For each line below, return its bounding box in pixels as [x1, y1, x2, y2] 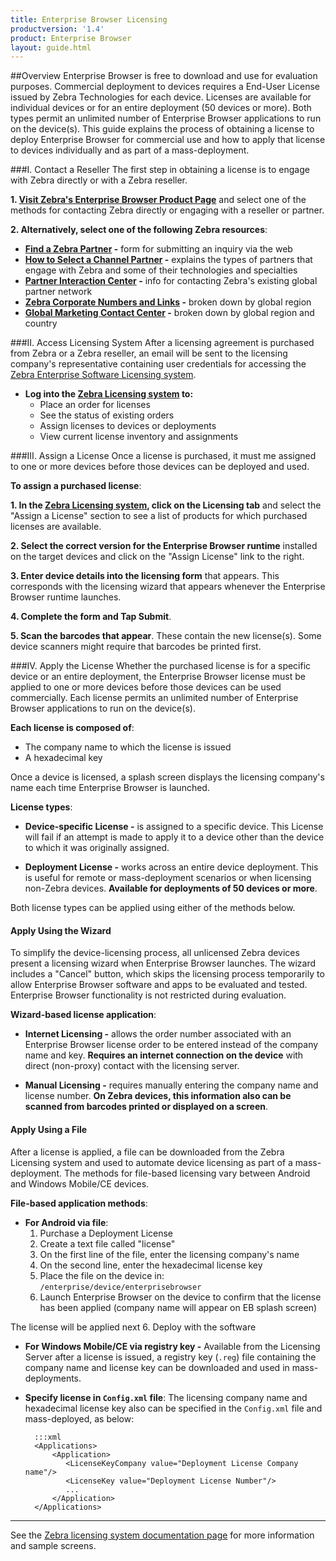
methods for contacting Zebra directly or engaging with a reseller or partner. [10, 204, 325, 216]
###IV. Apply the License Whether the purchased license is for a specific [10, 660, 312, 672]
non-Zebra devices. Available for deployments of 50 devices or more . [24, 882, 318, 895]
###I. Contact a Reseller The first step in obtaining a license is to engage [10, 164, 310, 176]
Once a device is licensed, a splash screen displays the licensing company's [10, 771, 325, 783]
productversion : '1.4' [10, 24, 105, 34]
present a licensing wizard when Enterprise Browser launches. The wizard [10, 957, 317, 970]
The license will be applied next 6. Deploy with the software [10, 1321, 257, 1333]
